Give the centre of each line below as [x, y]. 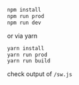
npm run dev [24, 23]
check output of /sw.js [40, 74]
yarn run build [29, 61]
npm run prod [26, 16]
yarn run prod [27, 55]
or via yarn [22, 36]
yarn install [26, 48]
